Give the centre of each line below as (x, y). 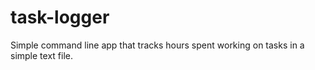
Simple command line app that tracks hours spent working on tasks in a (157, 45)
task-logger (60, 17)
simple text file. (41, 55)
